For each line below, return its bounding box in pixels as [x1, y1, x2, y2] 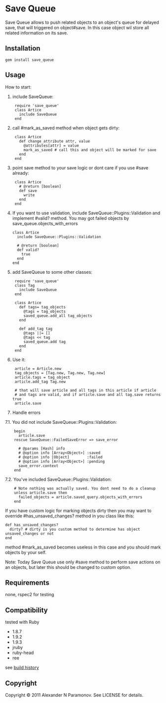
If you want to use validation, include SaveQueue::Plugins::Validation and [12, 210, 161, 216]
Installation [5, 44, 41, 52]
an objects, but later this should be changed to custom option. [5, 564, 132, 570]
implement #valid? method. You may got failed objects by [12, 215, 129, 221]
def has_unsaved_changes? [5, 522, 58, 527]
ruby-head [12, 650, 34, 656]
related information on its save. [5, 30, 68, 36]
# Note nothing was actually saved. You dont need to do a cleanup [14, 486, 156, 491]
